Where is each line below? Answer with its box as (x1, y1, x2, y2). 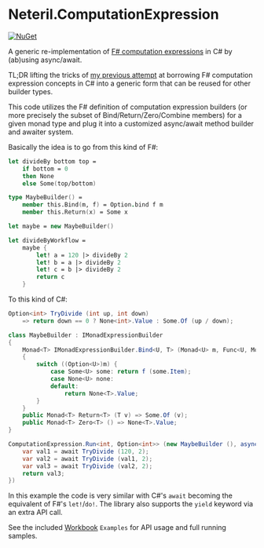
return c (36, 273, 65, 281)
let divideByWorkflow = (8, 236, 86, 244)
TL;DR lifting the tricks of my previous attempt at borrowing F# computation (8, 70, 253, 79)
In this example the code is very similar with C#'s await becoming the (8, 491, 233, 500)
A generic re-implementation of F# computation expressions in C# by (8, 46, 233, 56)
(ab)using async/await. (8, 55, 82, 64)
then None (22, 172, 55, 180)
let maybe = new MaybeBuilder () (8, 222, 114, 231)
